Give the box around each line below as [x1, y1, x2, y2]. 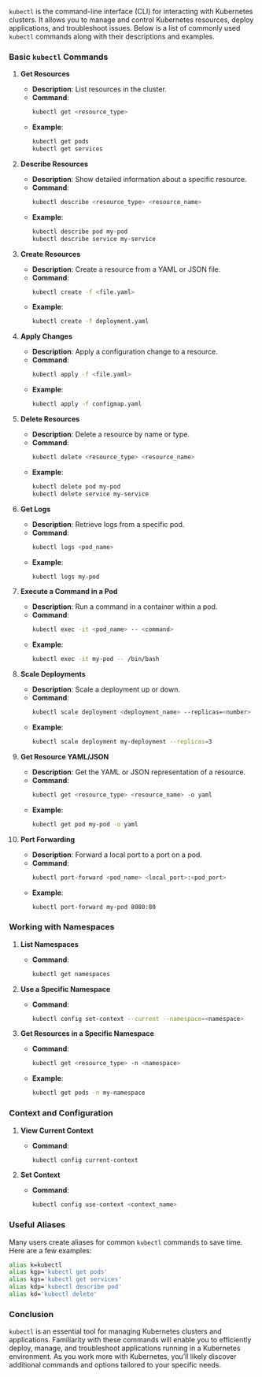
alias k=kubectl [9, 1260, 62, 1269]
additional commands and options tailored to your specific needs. [9, 1360, 222, 1370]
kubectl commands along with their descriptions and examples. [9, 32, 215, 41]
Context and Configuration [9, 1108, 113, 1119]
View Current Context [20, 1126, 94, 1135]
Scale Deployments [20, 670, 86, 679]
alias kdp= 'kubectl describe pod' [9, 1283, 123, 1291]
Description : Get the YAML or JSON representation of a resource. [31, 767, 246, 777]
